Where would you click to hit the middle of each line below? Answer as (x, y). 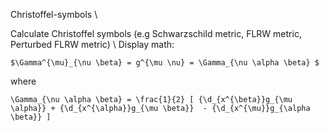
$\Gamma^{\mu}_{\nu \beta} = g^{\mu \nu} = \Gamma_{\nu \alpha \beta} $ (165, 63)
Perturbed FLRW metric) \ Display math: (92, 44)
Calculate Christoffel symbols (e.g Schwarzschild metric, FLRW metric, (156, 33)
